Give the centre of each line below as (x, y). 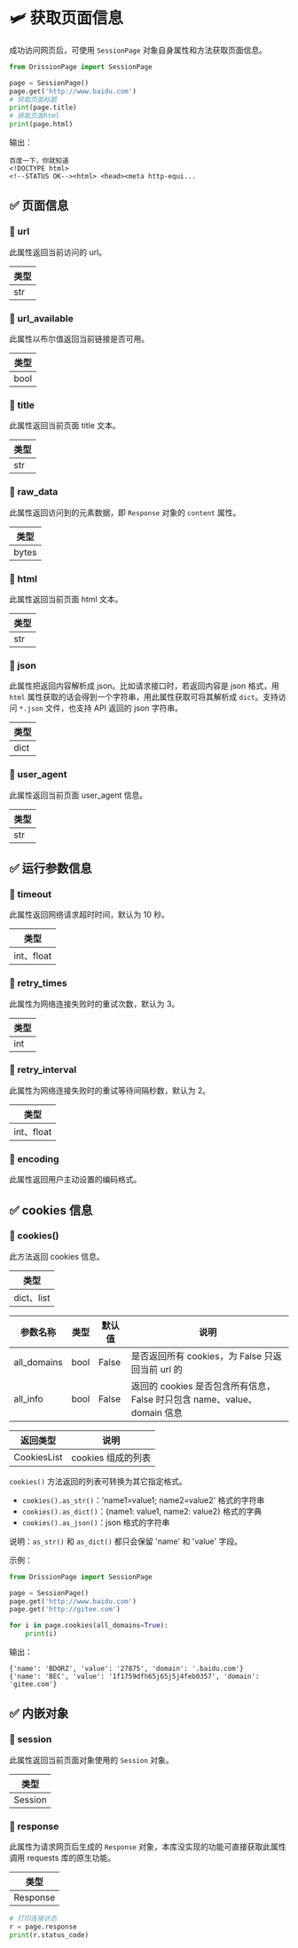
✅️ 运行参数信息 (51, 868)
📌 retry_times (39, 983)
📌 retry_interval (43, 1069)
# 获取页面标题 (33, 99)
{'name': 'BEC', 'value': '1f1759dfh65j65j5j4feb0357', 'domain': (134, 1677)
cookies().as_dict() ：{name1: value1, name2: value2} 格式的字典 (142, 1511)
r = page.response (43, 1927)
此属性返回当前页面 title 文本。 (65, 425)
